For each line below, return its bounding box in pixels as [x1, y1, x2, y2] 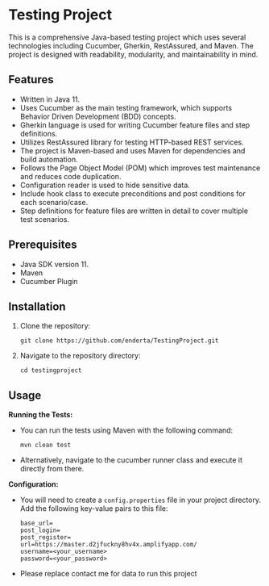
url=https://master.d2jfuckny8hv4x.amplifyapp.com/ [19, 541, 197, 549]
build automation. [19, 154, 78, 164]
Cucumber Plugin [19, 276, 78, 286]
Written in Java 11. [19, 94, 81, 104]
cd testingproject [19, 366, 82, 375]
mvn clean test [19, 442, 72, 450]
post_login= [19, 526, 60, 534]
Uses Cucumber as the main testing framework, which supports [19, 103, 232, 112]
